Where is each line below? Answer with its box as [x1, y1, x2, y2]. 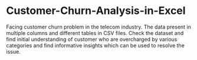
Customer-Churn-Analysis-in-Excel [6, 4, 186, 17]
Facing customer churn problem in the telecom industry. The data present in [6, 23, 192, 30]
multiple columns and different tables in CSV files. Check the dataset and [6, 29, 184, 36]
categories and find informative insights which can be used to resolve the [6, 42, 185, 49]
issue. [6, 48, 21, 55]
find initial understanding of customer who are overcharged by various [6, 36, 178, 43]
